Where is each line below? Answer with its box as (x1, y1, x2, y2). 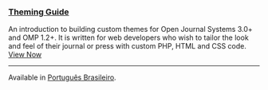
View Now (8, 50, 42, 60)
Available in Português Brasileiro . (8, 72, 117, 82)
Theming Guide (8, 6, 69, 18)
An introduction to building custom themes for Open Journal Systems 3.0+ (8, 25, 253, 34)
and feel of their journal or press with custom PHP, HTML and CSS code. (8, 41, 247, 51)
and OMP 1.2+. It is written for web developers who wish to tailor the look (8, 33, 249, 42)
